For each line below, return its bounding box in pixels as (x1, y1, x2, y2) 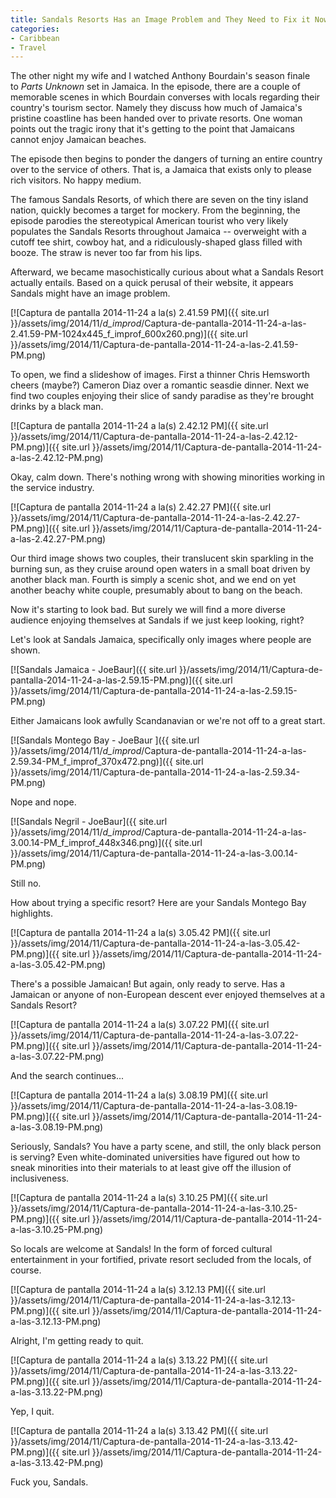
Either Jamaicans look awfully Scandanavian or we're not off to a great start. (10, 715, 326, 727)
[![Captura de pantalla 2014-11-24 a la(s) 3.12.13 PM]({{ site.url (10, 1284, 266, 1296)
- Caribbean (10, 33, 60, 43)
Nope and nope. (10, 796, 77, 808)
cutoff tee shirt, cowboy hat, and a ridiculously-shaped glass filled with (10, 236, 303, 248)
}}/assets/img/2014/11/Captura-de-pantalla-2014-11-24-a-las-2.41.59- (10, 339, 299, 351)
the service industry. (10, 482, 95, 494)
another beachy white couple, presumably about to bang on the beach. (10, 584, 303, 596)
